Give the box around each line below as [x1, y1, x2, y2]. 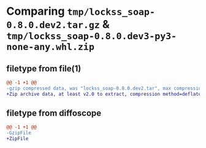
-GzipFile [6, 130, 32, 136]
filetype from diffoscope [6, 108, 102, 119]
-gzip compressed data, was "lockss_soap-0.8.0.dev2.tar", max [6, 85, 172, 92]
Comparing [6, 4, 65, 18]
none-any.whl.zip [6, 41, 95, 53]
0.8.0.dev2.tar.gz [6, 20, 100, 31]
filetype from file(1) [6, 63, 82, 74]
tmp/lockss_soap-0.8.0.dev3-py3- [6, 31, 177, 42]
